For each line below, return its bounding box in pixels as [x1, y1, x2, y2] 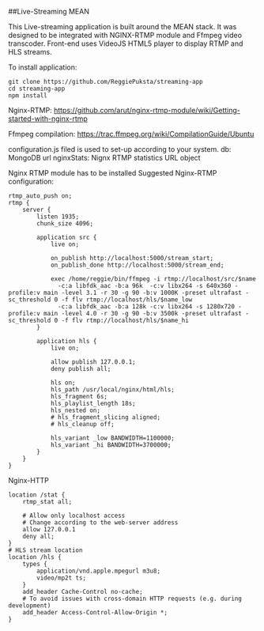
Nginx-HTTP [8, 476, 49, 485]
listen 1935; [36, 213, 80, 221]
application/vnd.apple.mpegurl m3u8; [36, 567, 160, 575]
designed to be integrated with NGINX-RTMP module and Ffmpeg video [8, 31, 243, 40]
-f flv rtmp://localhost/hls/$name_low [61, 296, 193, 304]
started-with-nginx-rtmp [8, 114, 89, 123]
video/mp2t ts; [36, 574, 87, 582]
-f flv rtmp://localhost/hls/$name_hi [61, 316, 190, 324]
